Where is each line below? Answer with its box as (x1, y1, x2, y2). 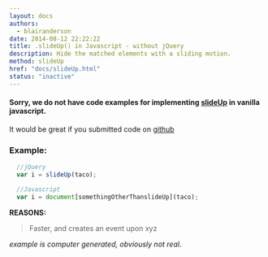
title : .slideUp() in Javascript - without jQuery (9, 42, 184, 50)
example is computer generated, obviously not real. (9, 239, 182, 249)
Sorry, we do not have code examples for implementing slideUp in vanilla (9, 98, 261, 107)
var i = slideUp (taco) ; (16, 171, 97, 179)
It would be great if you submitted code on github (9, 124, 175, 134)
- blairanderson (16, 27, 71, 35)
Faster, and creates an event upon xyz (28, 223, 158, 233)
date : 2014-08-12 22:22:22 (9, 34, 101, 43)
